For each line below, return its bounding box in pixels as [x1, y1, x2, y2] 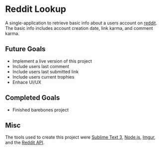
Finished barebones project [12, 107, 69, 113]
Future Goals [5, 45, 46, 53]
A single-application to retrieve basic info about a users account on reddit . [5, 20, 158, 26]
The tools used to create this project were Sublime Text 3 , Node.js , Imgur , [5, 134, 156, 140]
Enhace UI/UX [12, 79, 41, 85]
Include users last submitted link [12, 69, 79, 75]
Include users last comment [12, 63, 70, 69]
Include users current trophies [12, 74, 75, 80]
